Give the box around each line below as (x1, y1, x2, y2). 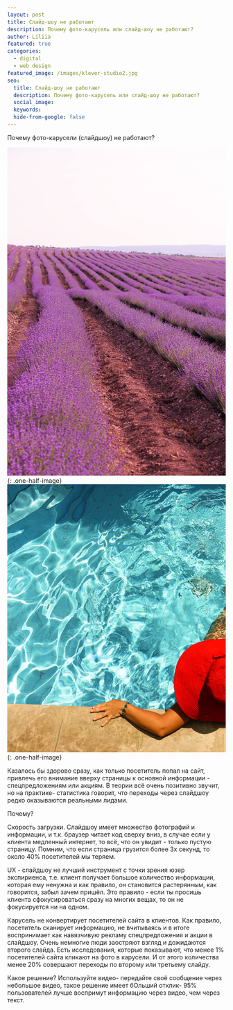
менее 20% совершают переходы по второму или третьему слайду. (7, 960, 210, 968)
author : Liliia (7, 33, 51, 40)
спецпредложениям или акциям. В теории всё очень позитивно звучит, (7, 781, 220, 789)
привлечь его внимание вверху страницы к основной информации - (7, 773, 210, 782)
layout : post (7, 11, 45, 18)
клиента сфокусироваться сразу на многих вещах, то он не (7, 895, 184, 903)
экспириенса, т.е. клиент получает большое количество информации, (7, 873, 216, 881)
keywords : (13, 106, 42, 114)
